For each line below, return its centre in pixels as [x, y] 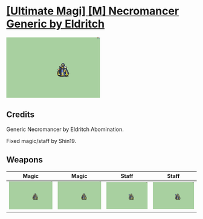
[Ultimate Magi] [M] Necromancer [93, 11]
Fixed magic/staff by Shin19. [41, 141]
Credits [21, 115]
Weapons [25, 160]
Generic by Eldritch [55, 24]
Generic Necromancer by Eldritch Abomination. [65, 129]
